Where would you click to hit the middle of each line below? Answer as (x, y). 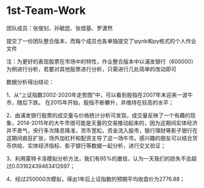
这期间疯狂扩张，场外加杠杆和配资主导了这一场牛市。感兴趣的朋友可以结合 (99, 138)
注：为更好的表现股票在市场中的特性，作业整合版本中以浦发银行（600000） (101, 61)
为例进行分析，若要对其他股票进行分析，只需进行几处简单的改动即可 (91, 69)
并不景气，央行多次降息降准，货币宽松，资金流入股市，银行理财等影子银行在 (102, 130)
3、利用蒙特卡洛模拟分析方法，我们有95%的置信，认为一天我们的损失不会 (99, 158)
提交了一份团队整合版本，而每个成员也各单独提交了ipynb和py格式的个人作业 (101, 41)
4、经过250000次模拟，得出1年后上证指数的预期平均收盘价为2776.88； (96, 179)
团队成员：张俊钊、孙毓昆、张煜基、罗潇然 (59, 28)
